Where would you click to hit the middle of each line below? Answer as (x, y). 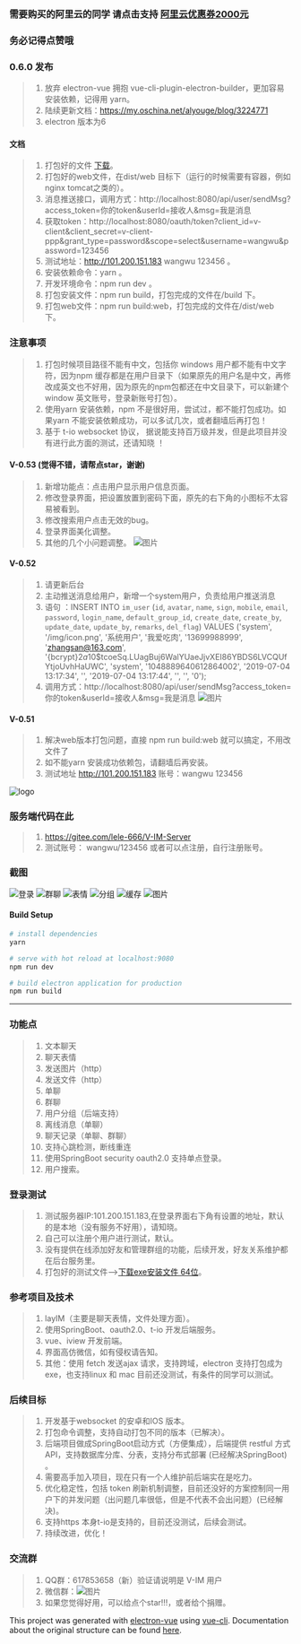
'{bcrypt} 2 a (66, 657)
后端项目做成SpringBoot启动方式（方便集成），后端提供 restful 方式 (168, 1444)
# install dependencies (54, 935)
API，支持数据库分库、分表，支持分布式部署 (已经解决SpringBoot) (166, 1455)
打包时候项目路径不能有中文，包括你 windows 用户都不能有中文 (162, 364)
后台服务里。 (76, 1260)
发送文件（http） (76, 1079)
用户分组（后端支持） (84, 1113)
